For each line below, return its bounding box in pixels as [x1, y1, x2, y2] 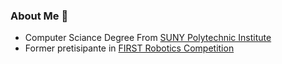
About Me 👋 [10, 9, 69, 23]
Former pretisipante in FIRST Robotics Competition [24, 42, 235, 54]
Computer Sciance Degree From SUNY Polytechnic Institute [24, 32, 272, 44]
